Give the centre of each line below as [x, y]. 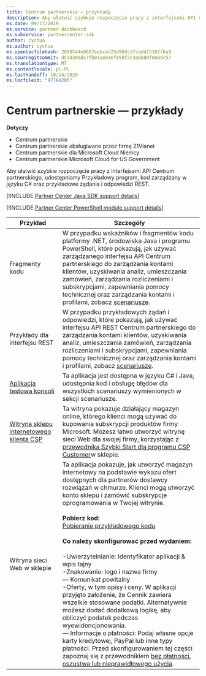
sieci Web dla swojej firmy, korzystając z [120, 439]
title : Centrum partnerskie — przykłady [59, 12]
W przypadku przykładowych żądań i [116, 312]
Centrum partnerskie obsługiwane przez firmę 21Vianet [85, 146]
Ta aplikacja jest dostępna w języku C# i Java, [128, 376]
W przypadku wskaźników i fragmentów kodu [128, 234]
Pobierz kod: [81, 518]
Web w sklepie [31, 568]
